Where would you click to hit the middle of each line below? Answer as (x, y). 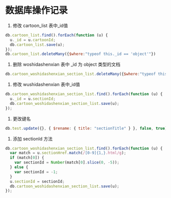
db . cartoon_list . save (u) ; (37, 45)
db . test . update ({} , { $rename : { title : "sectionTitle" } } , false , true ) (86, 128)
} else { (19, 167)
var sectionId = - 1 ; (36, 172)
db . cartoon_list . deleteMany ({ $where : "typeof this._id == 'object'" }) (81, 54)
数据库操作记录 (37, 10)
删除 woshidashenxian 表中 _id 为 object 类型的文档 (66, 65)
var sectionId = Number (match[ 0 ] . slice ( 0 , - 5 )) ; (67, 163)
